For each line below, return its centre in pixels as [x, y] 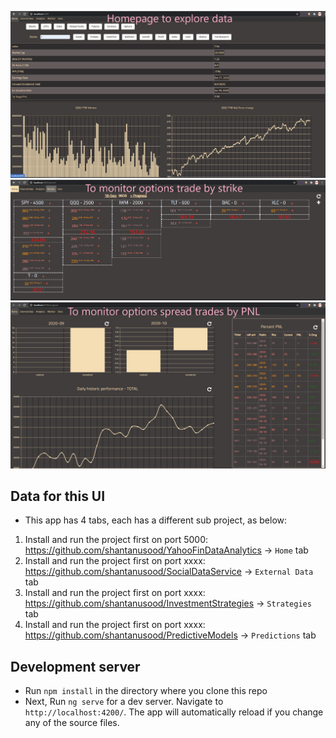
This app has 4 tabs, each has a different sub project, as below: [156, 520]
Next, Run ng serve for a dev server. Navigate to [124, 702]
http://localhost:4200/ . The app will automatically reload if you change [174, 712]
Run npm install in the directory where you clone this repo [146, 691]
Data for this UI [58, 496]
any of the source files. [72, 723]
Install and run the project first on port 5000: [116, 540]
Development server [75, 666]
